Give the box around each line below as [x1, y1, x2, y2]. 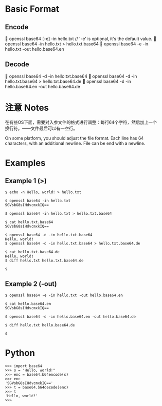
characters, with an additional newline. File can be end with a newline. [5, 140, 145, 146]
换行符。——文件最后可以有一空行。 [5, 125, 78, 131]
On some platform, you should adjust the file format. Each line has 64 [5, 135, 144, 141]
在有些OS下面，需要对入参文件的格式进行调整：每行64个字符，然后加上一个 [5, 119, 157, 125]
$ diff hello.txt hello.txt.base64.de [5, 258, 84, 263]
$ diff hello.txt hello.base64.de [5, 323, 75, 327]
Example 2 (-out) [5, 280, 57, 288]
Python [5, 347, 35, 358]
